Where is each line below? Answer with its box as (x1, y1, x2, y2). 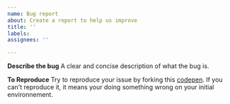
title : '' (7, 23, 37, 30)
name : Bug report (7, 10, 59, 18)
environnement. (7, 91, 53, 99)
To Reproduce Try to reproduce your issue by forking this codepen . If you (7, 75, 223, 84)
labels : (7, 30, 30, 37)
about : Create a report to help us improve (7, 17, 138, 24)
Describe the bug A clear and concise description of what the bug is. (7, 62, 209, 70)
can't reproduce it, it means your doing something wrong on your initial (7, 83, 214, 91)
